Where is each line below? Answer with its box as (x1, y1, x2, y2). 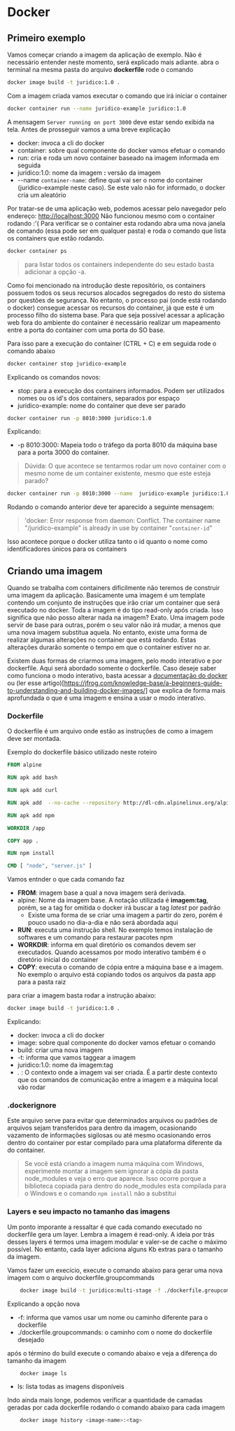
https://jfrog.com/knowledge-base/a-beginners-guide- (64, 679, 223, 687)
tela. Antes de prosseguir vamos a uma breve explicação (7, 125, 171, 134)
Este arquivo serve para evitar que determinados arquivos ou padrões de (7, 1116, 218, 1125)
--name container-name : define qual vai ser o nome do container (17, 175, 204, 184)
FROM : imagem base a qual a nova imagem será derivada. (17, 889, 186, 897)
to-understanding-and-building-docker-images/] (7, 686, 148, 695)
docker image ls (20, 1369, 68, 1377)
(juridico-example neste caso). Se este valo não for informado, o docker (17, 183, 226, 192)
